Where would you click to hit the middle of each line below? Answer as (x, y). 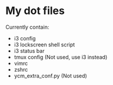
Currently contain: (27, 27)
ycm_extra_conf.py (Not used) (51, 76)
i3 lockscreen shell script (44, 45)
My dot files (35, 11)
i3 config (25, 38)
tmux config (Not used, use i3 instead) (61, 57)
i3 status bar (29, 50)
